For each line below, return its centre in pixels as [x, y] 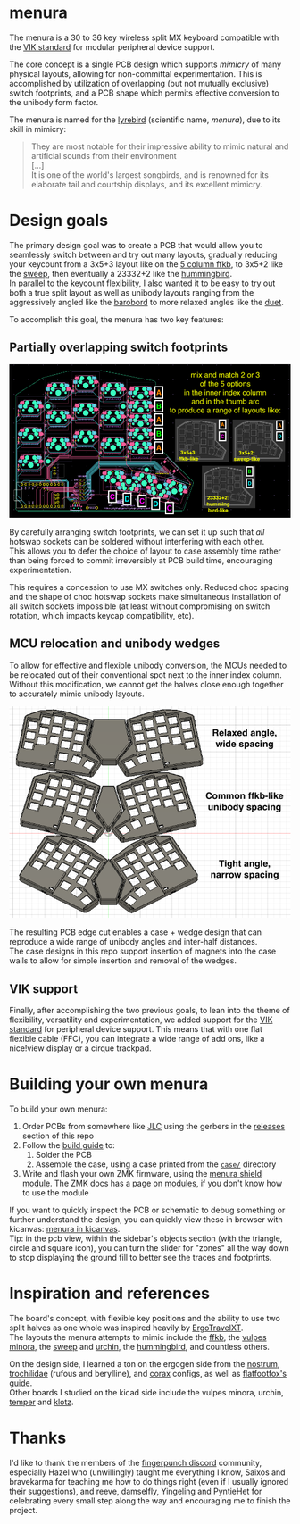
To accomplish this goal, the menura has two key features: [117, 319]
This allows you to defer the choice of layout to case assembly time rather [145, 551]
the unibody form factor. [54, 102]
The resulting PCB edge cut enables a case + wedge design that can [135, 932]
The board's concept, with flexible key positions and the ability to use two [145, 1319]
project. [24, 1511]
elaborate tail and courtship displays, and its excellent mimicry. [147, 184]
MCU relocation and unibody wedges [115, 644]
